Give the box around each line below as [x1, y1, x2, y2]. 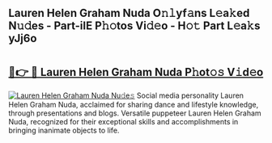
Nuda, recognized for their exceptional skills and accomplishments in [8, 117, 239, 126]
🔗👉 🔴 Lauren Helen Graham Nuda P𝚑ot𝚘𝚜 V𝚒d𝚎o [8, 65, 264, 79]
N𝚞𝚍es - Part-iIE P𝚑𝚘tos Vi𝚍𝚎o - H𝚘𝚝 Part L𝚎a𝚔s [8, 19, 261, 33]
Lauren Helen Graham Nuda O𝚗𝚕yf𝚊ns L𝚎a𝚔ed [8, 6, 250, 20]
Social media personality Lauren [136, 90, 244, 100]
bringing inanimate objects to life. [8, 125, 120, 135]
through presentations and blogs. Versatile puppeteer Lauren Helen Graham [8, 108, 261, 118]
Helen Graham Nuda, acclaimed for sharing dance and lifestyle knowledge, [8, 100, 259, 109]
